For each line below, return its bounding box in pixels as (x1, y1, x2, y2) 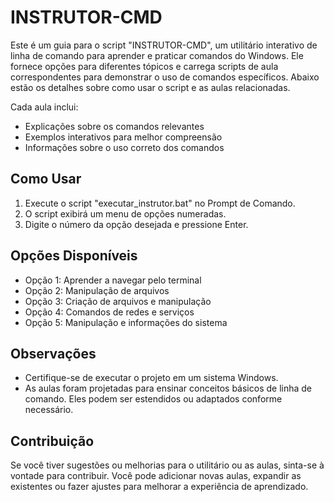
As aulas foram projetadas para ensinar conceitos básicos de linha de (24, 382, 313, 395)
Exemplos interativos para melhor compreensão (24, 131, 223, 143)
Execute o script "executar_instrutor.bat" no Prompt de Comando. (24, 197, 296, 209)
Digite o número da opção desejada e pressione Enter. (24, 218, 249, 230)
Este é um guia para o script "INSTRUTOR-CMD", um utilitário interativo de (10, 39, 318, 51)
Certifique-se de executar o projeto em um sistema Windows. (24, 372, 279, 384)
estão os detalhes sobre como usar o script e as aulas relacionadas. (10, 81, 291, 93)
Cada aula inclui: (10, 101, 79, 113)
